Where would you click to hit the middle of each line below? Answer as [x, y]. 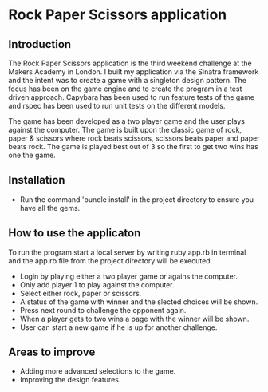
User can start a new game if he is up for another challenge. [118, 327]
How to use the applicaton [75, 233]
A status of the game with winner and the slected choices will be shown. [139, 302]
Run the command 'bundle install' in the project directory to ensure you [136, 199]
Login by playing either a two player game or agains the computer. [128, 276]
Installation [37, 180]
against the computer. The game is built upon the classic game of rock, [125, 130]
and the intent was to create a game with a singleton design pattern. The [128, 80]
